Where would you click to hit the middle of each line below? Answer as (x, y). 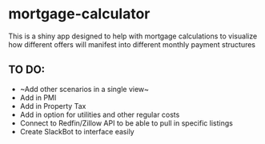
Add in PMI (38, 98)
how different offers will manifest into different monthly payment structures (132, 44)
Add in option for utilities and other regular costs (100, 114)
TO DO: (27, 70)
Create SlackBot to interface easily (77, 131)
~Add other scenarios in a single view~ (84, 89)
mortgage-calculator (79, 14)
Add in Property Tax (53, 106)
